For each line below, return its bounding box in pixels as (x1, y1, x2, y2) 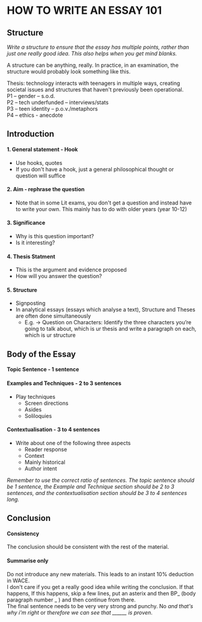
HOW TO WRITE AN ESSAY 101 (7, 4, 162, 17)
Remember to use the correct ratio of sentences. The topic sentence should (7, 476, 195, 484)
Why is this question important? (15, 233, 94, 239)
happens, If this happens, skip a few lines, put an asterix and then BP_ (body (7, 590, 196, 597)
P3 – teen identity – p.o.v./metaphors (7, 105, 98, 112)
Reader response (24, 446, 67, 453)
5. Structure (7, 286, 38, 294)
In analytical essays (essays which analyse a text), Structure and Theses (15, 306, 196, 313)
